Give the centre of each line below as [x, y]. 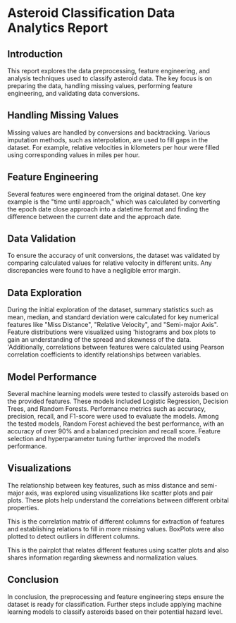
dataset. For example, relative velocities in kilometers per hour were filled [113, 147]
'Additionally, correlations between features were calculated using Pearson [116, 347]
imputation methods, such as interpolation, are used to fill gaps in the [108, 140]
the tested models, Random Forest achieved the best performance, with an [116, 424]
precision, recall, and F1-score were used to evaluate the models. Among [113, 417]
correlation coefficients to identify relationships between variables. [104, 354]
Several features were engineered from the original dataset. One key [107, 194]
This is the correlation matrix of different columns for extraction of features [116, 521]
